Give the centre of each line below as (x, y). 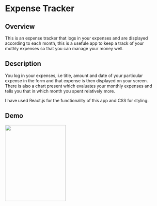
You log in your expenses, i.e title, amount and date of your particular (74, 75)
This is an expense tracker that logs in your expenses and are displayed (77, 38)
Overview (20, 27)
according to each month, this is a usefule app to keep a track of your (74, 43)
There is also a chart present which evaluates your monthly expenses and (79, 86)
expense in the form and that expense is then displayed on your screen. (77, 80)
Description (23, 64)
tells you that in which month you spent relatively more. (60, 91)
